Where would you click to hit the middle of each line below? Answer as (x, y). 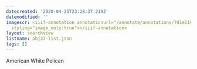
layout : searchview (30, 33)
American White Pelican (35, 61)
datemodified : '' (27, 17)
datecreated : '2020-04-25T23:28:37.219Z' (57, 11)
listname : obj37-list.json (39, 39)
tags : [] (17, 44)
